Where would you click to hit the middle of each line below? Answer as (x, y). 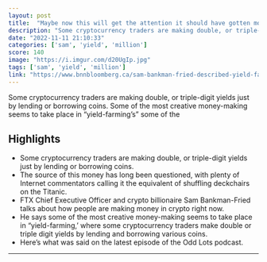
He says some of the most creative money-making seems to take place (136, 217)
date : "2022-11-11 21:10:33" (56, 38)
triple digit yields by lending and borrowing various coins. (114, 234)
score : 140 (26, 52)
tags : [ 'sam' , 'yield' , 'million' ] (67, 67)
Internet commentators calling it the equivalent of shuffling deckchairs (135, 183)
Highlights (35, 139)
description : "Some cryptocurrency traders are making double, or (120, 30)
